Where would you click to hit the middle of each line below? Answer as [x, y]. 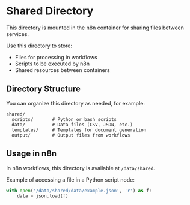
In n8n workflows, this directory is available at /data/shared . [81, 168]
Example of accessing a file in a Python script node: [71, 180]
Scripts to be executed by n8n [52, 64]
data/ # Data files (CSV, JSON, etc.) [72, 125]
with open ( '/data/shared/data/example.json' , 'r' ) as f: [79, 191]
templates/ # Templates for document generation [79, 130]
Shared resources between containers [62, 70]
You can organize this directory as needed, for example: [76, 103]
